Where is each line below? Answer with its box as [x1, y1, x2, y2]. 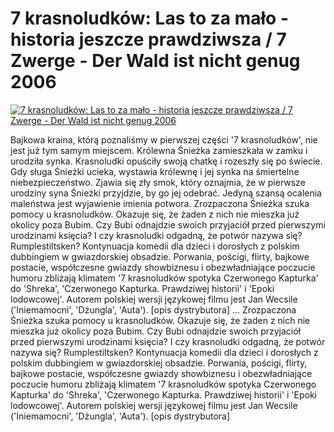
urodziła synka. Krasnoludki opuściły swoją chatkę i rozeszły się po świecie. [10, 155, 323, 167]
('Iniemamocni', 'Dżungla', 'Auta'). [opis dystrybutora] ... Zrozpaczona [10, 303, 297, 316]
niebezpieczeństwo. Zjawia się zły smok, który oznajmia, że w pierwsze [10, 176, 306, 188]
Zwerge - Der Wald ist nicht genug [10, 50, 301, 72]
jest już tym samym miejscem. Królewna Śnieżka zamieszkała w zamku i [10, 144, 308, 156]
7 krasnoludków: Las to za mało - [10, 7, 289, 30]
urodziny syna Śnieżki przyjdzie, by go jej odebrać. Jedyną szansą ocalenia [10, 187, 322, 199]
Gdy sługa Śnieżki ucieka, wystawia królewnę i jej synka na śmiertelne [10, 165, 300, 177]
